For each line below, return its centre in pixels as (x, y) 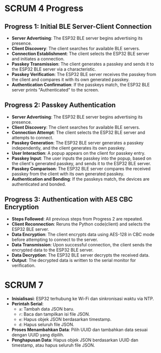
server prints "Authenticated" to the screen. (55, 90)
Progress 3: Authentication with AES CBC (69, 199)
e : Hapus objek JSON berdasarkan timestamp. (65, 319)
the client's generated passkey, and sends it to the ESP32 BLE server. (81, 163)
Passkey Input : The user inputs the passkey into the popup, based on (81, 158)
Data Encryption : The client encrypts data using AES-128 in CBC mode (83, 234)
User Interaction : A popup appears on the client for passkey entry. (78, 153)
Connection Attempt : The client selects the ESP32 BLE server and (78, 132)
